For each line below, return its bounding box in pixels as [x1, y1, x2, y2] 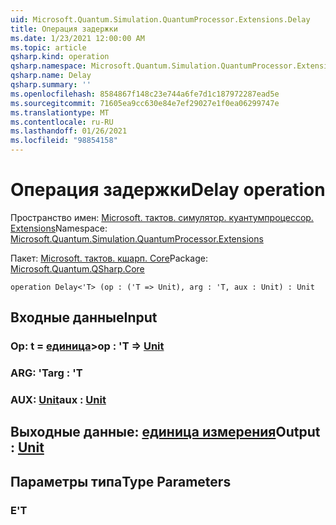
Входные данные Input [10, 309, 158, 326]
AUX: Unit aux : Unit [10, 393, 107, 407]
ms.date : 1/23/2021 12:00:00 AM [10, 33, 145, 43]
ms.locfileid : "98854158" [10, 136, 118, 146]
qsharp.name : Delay [10, 71, 92, 81]
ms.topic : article [10, 42, 87, 53]
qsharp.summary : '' [10, 80, 92, 90]
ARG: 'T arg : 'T [10, 366, 83, 380]
